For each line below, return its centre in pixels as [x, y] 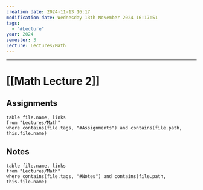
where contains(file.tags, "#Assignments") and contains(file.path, [94, 128]
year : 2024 [20, 34]
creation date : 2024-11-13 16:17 [48, 12]
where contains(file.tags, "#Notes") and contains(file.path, [86, 176]
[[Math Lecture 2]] [53, 81]
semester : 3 [21, 40]
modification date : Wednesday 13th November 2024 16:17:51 [82, 18]
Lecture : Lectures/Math [36, 46]
